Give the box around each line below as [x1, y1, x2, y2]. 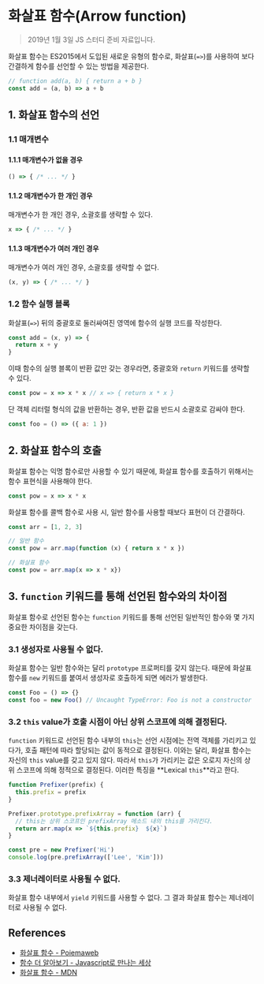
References [8, 926, 66, 939]
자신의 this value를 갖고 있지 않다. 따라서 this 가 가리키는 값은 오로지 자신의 [8, 755, 243, 765]
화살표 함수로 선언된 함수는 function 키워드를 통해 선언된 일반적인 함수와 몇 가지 [8, 612, 255, 621]
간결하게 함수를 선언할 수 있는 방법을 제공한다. [8, 61, 150, 71]
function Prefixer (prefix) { [8, 781, 104, 789]
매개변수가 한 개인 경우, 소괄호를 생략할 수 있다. [8, 210, 154, 219]
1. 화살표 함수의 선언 [8, 108, 100, 122]
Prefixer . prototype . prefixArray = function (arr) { [8, 810, 181, 818]
